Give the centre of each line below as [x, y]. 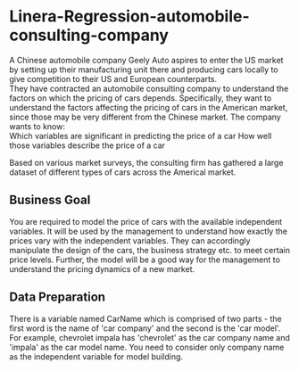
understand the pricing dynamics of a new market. [102, 268]
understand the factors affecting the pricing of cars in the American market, [149, 107]
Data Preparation [57, 297]
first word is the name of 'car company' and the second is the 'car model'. [145, 328]
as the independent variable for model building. [96, 356]
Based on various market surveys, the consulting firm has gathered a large [146, 162]
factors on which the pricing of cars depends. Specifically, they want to [141, 98]
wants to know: [37, 126]
